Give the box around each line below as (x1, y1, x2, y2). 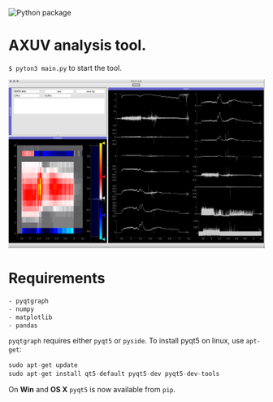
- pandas (8, 321, 38, 330)
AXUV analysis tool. (8, 37, 147, 55)
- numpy (8, 305, 35, 313)
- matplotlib (8, 313, 53, 321)
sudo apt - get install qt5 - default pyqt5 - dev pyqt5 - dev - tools (8, 369, 220, 378)
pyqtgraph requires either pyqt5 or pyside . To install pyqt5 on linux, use (8, 336, 245, 346)
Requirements (8, 269, 106, 288)
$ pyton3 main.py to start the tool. (8, 63, 122, 72)
